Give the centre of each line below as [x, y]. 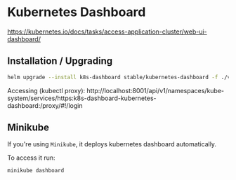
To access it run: [31, 158]
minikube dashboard [36, 171]
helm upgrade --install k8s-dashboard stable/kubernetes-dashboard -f [113, 77]
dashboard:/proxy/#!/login [45, 105]
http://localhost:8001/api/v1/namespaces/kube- [156, 90]
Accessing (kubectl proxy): [46, 90]
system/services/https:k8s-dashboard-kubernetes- [82, 98]
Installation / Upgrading [60, 61]
